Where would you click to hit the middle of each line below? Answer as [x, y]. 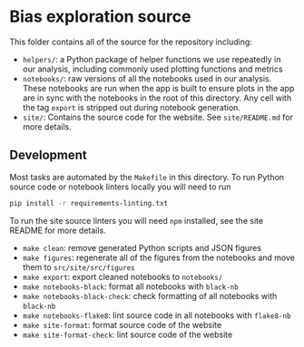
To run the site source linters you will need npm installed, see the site [137, 220]
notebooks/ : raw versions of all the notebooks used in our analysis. [147, 78]
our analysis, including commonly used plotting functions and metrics [152, 69]
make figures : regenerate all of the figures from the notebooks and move [158, 257]
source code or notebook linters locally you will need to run [120, 187]
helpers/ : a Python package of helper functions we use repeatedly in [152, 59]
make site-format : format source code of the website [122, 324]
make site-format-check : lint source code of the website [127, 334]
